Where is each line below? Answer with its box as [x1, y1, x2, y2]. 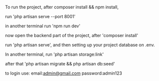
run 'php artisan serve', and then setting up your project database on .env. [5, 42, 155, 48]
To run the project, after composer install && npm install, [5, 4, 119, 10]
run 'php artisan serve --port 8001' [5, 14, 76, 19]
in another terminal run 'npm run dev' [5, 23, 80, 29]
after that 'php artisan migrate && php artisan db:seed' [5, 61, 115, 66]
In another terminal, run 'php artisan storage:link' [5, 51, 104, 57]
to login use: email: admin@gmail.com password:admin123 [5, 70, 122, 76]
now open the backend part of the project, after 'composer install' [5, 33, 138, 38]
